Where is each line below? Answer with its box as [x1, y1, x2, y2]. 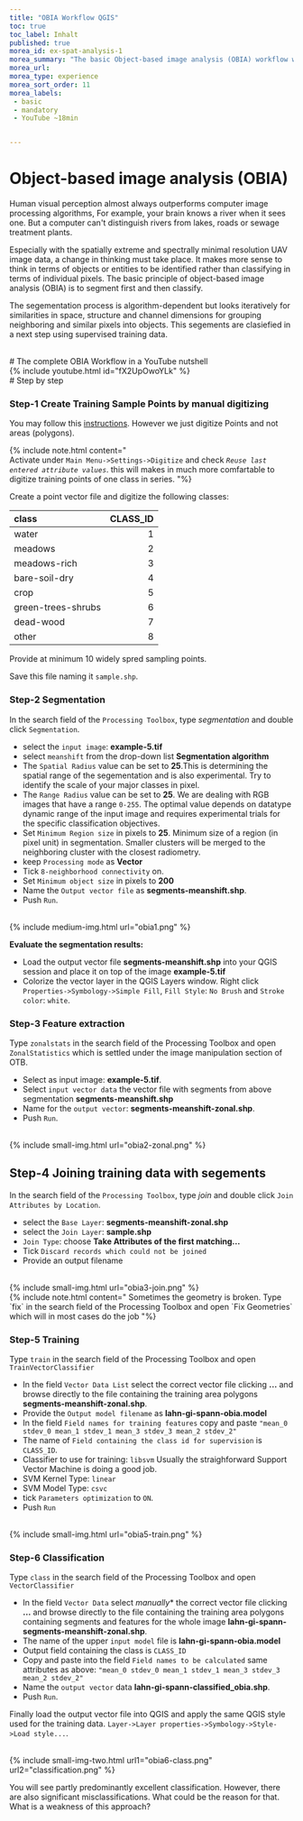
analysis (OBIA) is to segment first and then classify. [9, 283, 204, 294]
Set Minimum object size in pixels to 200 [22, 875, 174, 886]
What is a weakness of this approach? [9, 1801, 151, 1812]
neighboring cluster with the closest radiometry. [22, 846, 201, 857]
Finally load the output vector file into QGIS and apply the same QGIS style [9, 1709, 286, 1720]
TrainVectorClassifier [9, 1363, 95, 1373]
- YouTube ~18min [13, 114, 78, 123]
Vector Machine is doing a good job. [22, 1464, 158, 1475]
